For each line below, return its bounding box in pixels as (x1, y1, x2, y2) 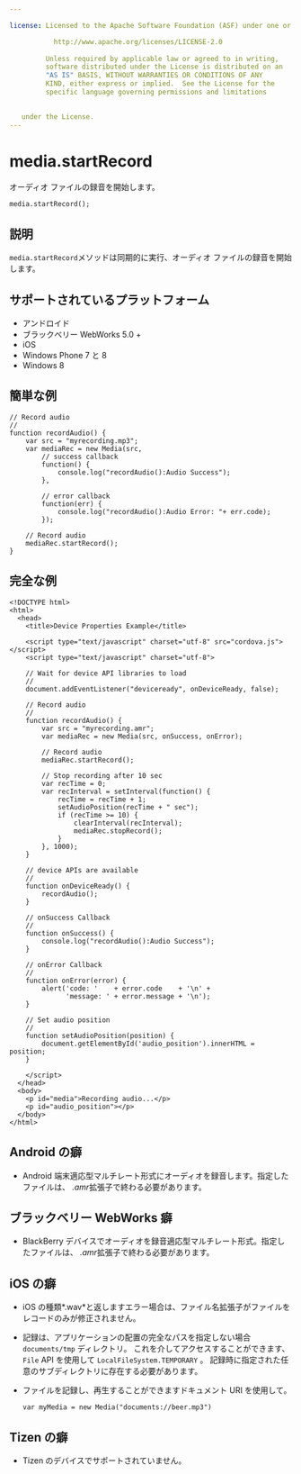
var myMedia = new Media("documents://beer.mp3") (22, 1403, 213, 1412)
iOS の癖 (9, 1276, 57, 1291)
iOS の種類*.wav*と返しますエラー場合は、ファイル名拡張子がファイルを (22, 1302, 290, 1313)
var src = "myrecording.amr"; (41, 724, 155, 733)
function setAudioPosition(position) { (25, 1031, 175, 1040)
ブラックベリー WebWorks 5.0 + (22, 330, 142, 340)
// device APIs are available (25, 865, 139, 874)
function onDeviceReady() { (25, 882, 130, 891)
